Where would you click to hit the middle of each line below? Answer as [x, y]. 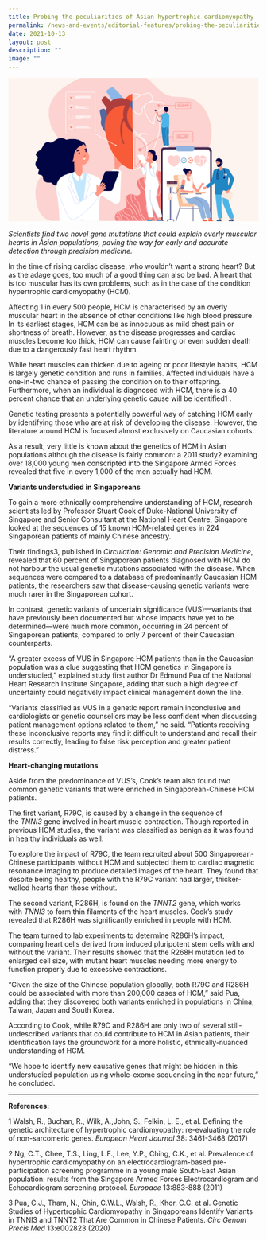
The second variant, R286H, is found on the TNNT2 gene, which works [124, 903]
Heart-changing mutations [53, 765]
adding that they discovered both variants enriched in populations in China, [131, 1001]
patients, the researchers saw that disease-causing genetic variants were [128, 585]
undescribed [29, 1033]
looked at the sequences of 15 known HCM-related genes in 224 [114, 527]
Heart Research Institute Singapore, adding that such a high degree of [123, 683]
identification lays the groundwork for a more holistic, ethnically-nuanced [128, 1042]
